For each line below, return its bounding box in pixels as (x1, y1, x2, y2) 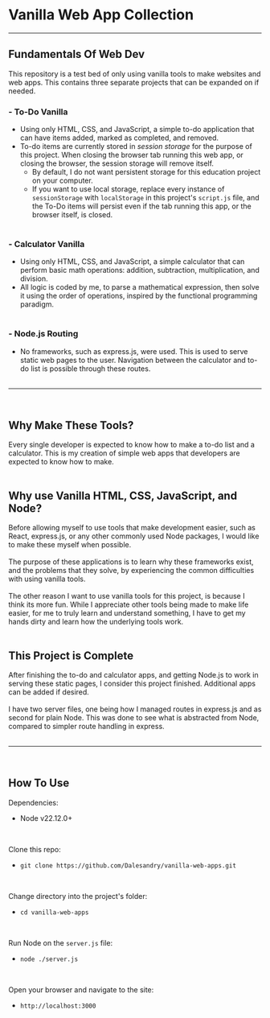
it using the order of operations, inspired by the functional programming (19, 291, 258, 301)
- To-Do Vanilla (8, 106, 68, 117)
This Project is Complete (8, 649, 134, 662)
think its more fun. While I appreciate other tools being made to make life (8, 600, 249, 609)
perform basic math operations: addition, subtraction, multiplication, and (19, 266, 260, 275)
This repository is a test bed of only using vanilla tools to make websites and (8, 68, 261, 78)
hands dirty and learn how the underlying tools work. (8, 617, 184, 627)
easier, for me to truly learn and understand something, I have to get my (8, 608, 247, 618)
